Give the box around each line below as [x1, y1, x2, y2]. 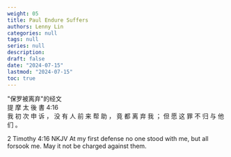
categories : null [7, 29, 58, 37]
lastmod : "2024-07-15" [7, 68, 73, 75]
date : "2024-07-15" [7, 62, 64, 69]
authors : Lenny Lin [7, 23, 64, 30]
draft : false [7, 56, 45, 63]
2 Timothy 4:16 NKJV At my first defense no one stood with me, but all [7, 135, 209, 143]
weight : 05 [7, 10, 39, 17]
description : [7, 49, 45, 56]
